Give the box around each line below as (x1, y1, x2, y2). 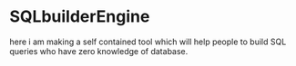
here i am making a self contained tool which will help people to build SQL (9, 36, 287, 47)
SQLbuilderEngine (9, 6, 150, 27)
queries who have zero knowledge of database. (9, 45, 189, 56)
